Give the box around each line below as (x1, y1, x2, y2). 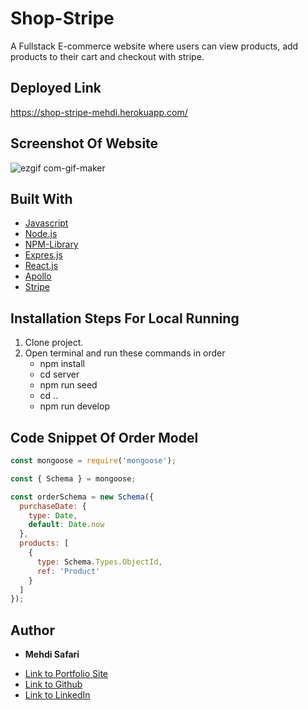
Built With (10, 190, 73, 207)
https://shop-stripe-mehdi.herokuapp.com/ (10, 106, 188, 118)
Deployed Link (10, 80, 102, 97)
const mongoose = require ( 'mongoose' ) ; (10, 456, 177, 466)
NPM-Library (24, 238, 79, 251)
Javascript (24, 217, 69, 229)
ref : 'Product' (36, 566, 101, 576)
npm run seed (39, 379, 98, 391)
